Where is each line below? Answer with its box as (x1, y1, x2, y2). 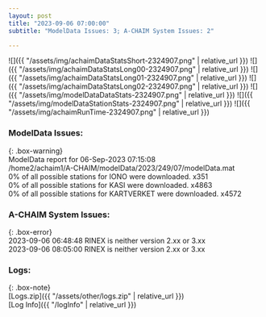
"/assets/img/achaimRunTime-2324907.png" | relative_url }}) (8, 107, 210, 117)
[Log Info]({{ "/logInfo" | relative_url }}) (8, 300, 137, 310)
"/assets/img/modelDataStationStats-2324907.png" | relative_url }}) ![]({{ (8, 98, 251, 109)
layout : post (8, 11, 52, 20)
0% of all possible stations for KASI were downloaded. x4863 (8, 180, 213, 190)
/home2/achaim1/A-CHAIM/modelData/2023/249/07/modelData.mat (8, 163, 235, 173)
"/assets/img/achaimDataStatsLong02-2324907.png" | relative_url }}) (19, 81, 249, 91)
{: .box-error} (8, 227, 52, 236)
